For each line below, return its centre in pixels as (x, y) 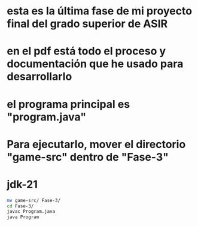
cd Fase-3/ (20, 206)
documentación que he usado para (95, 64)
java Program (23, 217)
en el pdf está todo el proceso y (86, 51)
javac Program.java (31, 212)
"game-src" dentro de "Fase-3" (88, 157)
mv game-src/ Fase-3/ (34, 200)
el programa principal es (68, 104)
